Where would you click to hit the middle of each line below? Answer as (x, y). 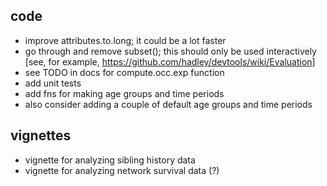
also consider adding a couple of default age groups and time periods (168, 104)
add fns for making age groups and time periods (124, 93)
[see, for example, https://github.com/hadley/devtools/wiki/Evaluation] (170, 61)
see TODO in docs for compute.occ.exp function (124, 72)
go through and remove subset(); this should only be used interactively (170, 51)
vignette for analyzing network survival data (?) (122, 170)
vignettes (41, 135)
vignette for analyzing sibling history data (110, 160)
